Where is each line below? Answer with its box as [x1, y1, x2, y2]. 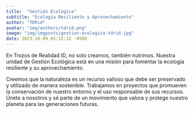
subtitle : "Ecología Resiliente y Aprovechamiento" [6, 14, 134, 20]
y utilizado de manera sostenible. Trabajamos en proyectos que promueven [6, 82, 187, 88]
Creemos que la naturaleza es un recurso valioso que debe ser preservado [6, 76, 186, 83]
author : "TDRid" [6, 19, 45, 25]
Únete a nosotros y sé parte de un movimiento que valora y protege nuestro [6, 94, 188, 101]
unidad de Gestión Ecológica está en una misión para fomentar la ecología [6, 58, 185, 65]
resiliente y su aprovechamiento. [6, 64, 84, 71]
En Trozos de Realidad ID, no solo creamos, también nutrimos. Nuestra [6, 52, 176, 59]
